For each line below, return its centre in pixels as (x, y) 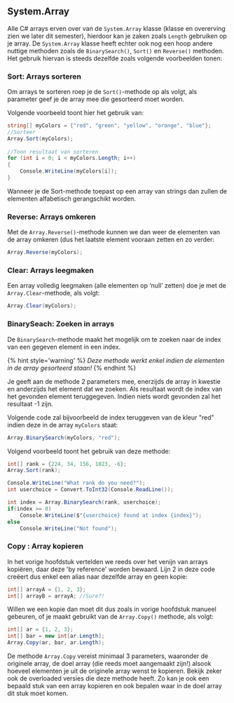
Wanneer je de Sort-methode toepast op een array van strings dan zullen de (117, 191)
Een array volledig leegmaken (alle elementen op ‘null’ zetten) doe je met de (117, 286)
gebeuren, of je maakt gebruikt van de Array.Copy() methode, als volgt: (110, 617)
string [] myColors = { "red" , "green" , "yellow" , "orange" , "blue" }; (109, 126)
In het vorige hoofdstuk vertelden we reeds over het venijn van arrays (108, 561)
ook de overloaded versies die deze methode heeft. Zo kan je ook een (108, 678)
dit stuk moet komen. (38, 693)
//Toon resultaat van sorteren (53, 152)
